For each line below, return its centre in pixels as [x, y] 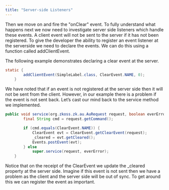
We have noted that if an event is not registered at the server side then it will [84, 89]
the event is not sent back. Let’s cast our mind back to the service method [82, 100]
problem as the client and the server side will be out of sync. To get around [83, 176]
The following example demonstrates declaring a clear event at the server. [82, 60]
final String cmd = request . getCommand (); [68, 119]
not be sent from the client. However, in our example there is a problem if [81, 94]
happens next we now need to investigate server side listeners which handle [84, 29]
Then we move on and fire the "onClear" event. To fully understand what [80, 24]
